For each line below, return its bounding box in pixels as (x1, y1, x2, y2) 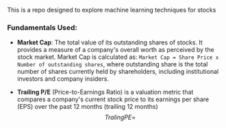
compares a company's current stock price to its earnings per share (16, 95, 210, 103)
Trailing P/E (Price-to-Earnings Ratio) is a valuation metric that (16, 88, 194, 97)
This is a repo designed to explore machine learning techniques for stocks (7, 6, 216, 14)
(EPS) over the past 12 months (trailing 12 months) (16, 103, 159, 111)
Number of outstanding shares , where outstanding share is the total (16, 60, 208, 68)
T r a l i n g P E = (104, 113, 136, 122)
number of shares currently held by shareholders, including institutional (16, 68, 219, 76)
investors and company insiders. (16, 75, 110, 83)
